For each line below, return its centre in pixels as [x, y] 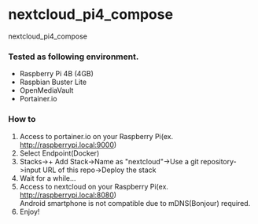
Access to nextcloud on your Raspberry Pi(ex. [94, 186]
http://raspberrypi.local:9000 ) [68, 145]
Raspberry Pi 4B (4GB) [57, 74]
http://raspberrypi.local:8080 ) [68, 195]
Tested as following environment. [74, 57]
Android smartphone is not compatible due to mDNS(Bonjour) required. [135, 203]
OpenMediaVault [46, 90]
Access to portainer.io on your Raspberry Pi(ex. [96, 136]
